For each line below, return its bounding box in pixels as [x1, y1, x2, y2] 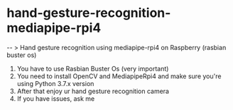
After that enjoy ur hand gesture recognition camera [16, 87, 170, 95]
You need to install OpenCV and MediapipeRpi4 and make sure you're [16, 72, 222, 80]
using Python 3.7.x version [16, 79, 94, 87]
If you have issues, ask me [16, 94, 95, 103]
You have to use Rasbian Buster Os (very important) [16, 64, 169, 73]
